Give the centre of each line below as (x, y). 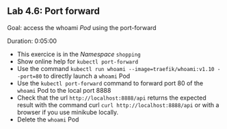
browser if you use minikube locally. (68, 112)
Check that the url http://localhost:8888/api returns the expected (111, 98)
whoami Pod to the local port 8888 (64, 90)
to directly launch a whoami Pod (87, 76)
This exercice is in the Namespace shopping (79, 54)
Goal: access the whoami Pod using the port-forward (82, 27)
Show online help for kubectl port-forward (78, 61)
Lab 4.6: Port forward (54, 11)
